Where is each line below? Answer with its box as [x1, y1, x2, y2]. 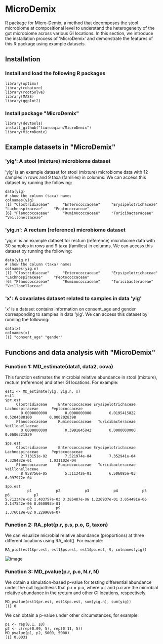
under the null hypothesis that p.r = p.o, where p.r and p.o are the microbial [5, 585, 158, 591]
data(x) [5, 326, 21, 331]
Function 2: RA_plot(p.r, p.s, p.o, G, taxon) [5, 521, 108, 528]
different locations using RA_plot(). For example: [5, 538, 103, 544]
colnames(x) [5, 331, 30, 336]
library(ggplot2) [5, 98, 41, 103]
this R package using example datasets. [5, 40, 86, 46]
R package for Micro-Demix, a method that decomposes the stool [5, 20, 138, 26]
